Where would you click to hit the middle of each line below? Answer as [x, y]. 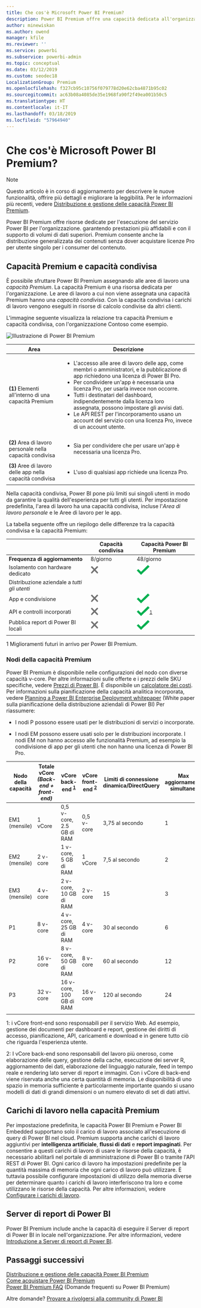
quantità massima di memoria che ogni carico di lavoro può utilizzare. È [94, 1170]
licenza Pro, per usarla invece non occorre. [126, 389]
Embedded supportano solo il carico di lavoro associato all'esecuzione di [96, 1131]
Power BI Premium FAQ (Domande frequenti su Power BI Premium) [88, 1287]
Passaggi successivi [45, 1260]
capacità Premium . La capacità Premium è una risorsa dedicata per [89, 287]
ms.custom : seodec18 [32, 76]
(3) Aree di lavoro [30, 466]
